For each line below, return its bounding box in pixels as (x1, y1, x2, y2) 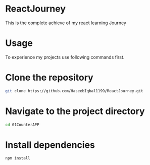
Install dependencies (5, 139, 95, 150)
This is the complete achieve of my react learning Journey (5, 20, 126, 26)
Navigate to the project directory (5, 105, 145, 117)
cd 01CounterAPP (5, 122, 39, 127)
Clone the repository (5, 72, 93, 83)
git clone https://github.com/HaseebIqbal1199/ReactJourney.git (5, 88, 143, 93)
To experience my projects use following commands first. (5, 54, 125, 60)
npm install (5, 156, 30, 161)
